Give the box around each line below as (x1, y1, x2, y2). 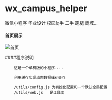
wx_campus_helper (5, 3, 88, 14)
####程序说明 (5, 55, 34, 61)
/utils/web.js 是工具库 (14, 90, 64, 95)
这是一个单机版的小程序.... (14, 65, 64, 71)
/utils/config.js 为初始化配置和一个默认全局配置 (14, 85, 108, 90)
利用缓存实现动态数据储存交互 (14, 75, 66, 80)
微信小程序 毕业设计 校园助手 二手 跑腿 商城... (5, 20, 98, 26)
